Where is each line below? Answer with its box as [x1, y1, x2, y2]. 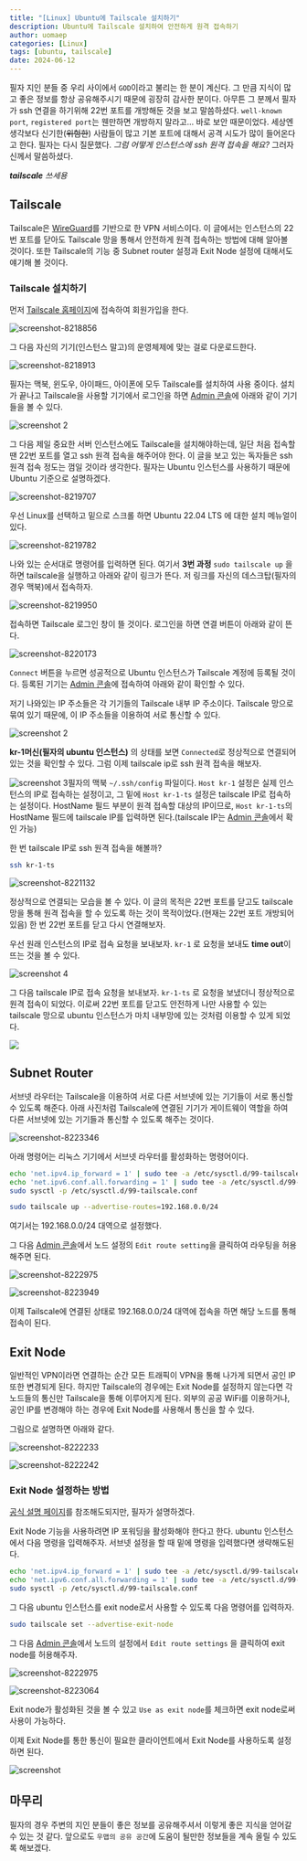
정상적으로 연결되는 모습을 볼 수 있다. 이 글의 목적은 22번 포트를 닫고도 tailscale [9, 896, 294, 907]
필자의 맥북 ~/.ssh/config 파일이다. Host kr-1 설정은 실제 [68, 778, 277, 789]
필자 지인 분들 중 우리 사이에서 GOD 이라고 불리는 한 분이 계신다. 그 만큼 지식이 [9, 82, 281, 92]
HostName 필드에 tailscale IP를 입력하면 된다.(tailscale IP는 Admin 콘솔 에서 [9, 812, 284, 823]
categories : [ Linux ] [9, 38, 89, 48]
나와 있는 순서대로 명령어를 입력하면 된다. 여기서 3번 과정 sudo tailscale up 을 [9, 558, 293, 569]
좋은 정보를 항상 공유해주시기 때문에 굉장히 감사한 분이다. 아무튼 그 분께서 [18, 93, 281, 104]
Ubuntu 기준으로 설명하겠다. [9, 473, 111, 484]
